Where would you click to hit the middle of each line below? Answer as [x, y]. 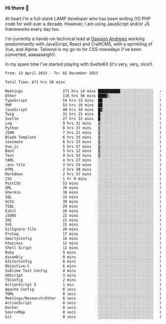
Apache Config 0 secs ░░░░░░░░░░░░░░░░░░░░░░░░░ [79, 289]
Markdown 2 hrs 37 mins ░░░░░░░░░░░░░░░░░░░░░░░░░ [79, 174]
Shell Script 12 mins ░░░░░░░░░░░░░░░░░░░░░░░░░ [79, 248]
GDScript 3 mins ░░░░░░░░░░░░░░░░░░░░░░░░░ [79, 275]
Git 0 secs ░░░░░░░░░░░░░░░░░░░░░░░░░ [79, 317]
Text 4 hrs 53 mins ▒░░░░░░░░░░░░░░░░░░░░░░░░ [79, 156]
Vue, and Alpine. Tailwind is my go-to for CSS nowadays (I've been [73, 50]
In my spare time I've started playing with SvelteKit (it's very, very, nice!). [79, 64]
